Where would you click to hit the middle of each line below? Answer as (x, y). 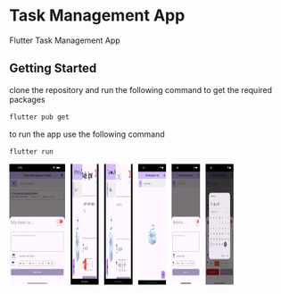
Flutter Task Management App (65, 40)
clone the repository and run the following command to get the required (141, 89)
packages (28, 99)
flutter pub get (39, 117)
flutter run (31, 151)
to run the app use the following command (87, 134)
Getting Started (53, 68)
